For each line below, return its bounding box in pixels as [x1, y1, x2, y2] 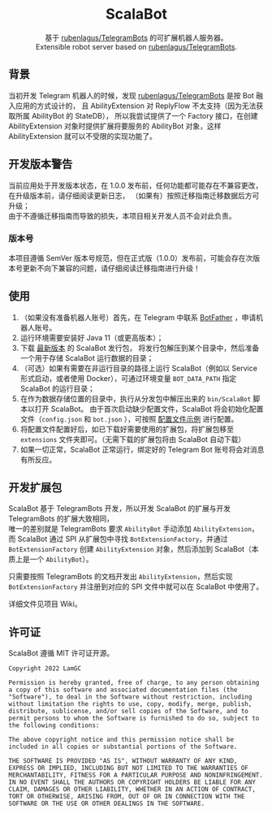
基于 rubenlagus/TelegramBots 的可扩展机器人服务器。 [44, 32, 228, 42]
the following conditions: [8, 721, 100, 730]
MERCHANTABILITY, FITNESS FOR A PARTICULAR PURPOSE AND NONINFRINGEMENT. [8, 771, 264, 780]
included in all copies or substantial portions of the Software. [8, 743, 238, 751]
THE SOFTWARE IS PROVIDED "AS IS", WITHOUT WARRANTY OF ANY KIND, [8, 757, 238, 765]
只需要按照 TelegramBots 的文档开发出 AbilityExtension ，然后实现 [8, 572, 233, 582]
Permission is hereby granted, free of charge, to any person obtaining [8, 679, 260, 687]
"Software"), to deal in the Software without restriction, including [8, 693, 253, 701]
